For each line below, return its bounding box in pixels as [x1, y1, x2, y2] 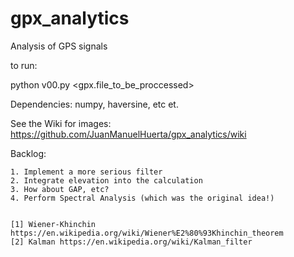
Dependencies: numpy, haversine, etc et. [10, 98, 179, 110]
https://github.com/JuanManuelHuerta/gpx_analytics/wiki [10, 128, 247, 140]
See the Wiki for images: [10, 117, 112, 129]
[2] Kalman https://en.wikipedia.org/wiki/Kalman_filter [10, 237, 253, 247]
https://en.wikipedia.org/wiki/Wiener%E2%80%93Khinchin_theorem [10, 228, 284, 238]
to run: [10, 59, 38, 71]
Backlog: [10, 147, 47, 159]
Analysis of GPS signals [10, 40, 108, 52]
